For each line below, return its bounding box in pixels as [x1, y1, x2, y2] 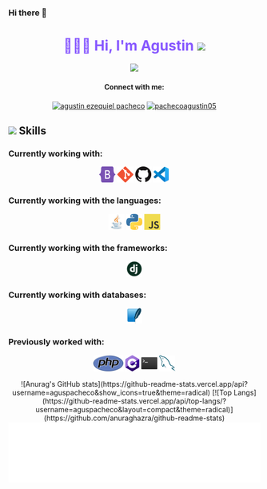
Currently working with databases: [8, 289, 146, 300]
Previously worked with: [8, 336, 105, 348]
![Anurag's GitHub [21, 379, 81, 388]
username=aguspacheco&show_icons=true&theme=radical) [11, 388, 210, 397]
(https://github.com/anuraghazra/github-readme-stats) [43, 413, 225, 423]
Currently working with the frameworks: [8, 242, 168, 253]
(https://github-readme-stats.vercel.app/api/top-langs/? [42, 396, 226, 406]
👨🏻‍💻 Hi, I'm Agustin [63, 37, 194, 55]
